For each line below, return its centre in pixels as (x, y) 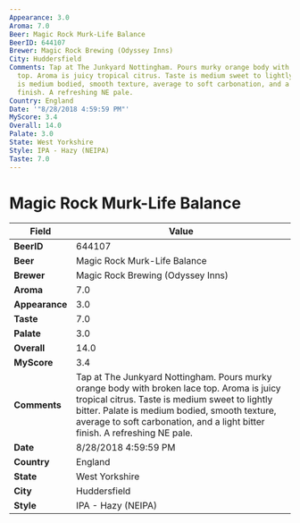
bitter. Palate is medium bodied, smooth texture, (176, 410)
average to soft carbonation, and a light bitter (170, 422)
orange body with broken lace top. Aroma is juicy (178, 388)
